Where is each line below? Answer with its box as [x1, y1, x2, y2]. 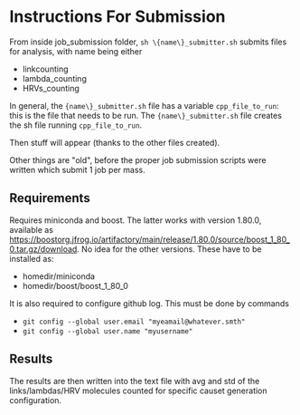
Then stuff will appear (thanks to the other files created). [9, 137, 220, 148]
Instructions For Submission [9, 6, 226, 27]
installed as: [9, 253, 54, 264]
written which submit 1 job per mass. [9, 164, 146, 175]
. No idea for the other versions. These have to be [76, 243, 262, 255]
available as [9, 224, 54, 235]
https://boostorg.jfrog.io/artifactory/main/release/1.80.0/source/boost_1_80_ [9, 234, 291, 245]
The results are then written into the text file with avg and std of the [9, 375, 260, 386]
